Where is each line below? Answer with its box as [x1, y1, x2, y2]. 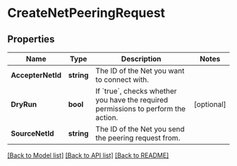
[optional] [193, 100, 226, 109]
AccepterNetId [11, 71, 62, 80]
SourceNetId [11, 129, 54, 138]
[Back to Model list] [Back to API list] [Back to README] [7, 151, 169, 160]
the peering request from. [95, 133, 181, 143]
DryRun [11, 100, 37, 109]
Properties [7, 33, 55, 45]
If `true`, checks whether [95, 86, 178, 96]
